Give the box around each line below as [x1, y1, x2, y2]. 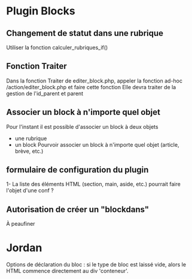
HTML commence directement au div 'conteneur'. [6, 268, 129, 275]
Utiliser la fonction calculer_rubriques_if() [6, 44, 108, 51]
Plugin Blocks [6, 4, 76, 18]
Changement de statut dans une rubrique [6, 28, 163, 38]
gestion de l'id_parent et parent [6, 90, 84, 97]
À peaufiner [6, 220, 35, 228]
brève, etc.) [14, 147, 44, 154]
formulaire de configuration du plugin [6, 165, 149, 175]
